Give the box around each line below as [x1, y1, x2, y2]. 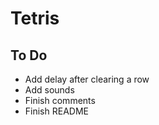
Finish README [24, 105, 89, 117]
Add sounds [24, 84, 75, 96]
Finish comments [24, 95, 96, 106]
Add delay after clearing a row [24, 73, 150, 85]
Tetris [10, 7, 60, 30]
